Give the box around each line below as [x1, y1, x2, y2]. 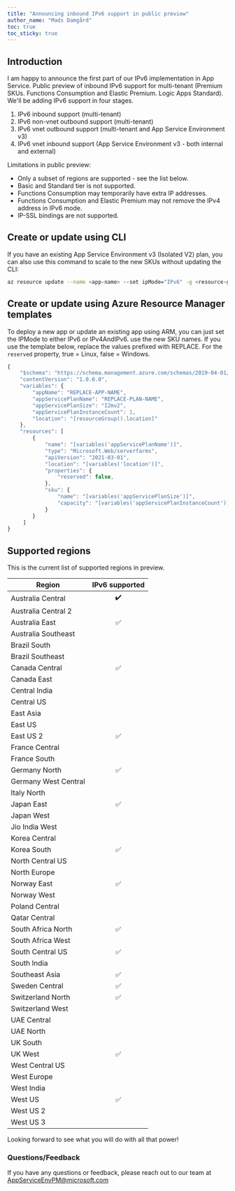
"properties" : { [44, 467, 92, 474]
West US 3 [10, 1118, 46, 1127]
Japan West [10, 811, 50, 821]
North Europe [10, 867, 55, 877]
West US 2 [10, 1106, 46, 1116]
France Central [10, 742, 59, 752]
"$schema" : [20, 370, 52, 377]
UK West [10, 1049, 40, 1059]
